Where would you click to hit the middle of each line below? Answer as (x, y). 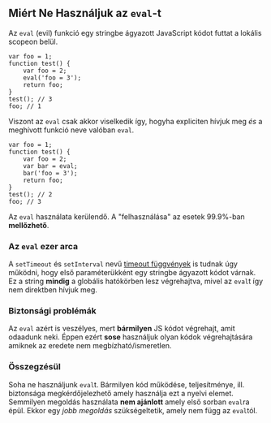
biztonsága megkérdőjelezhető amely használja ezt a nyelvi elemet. (121, 393)
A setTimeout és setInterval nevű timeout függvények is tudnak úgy (123, 264)
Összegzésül (34, 367)
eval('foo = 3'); (52, 78)
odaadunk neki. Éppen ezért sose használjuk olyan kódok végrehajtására (131, 337)
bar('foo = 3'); (51, 173)
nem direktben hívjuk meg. (53, 290)
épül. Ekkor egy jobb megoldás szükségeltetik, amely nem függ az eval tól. (133, 410)
